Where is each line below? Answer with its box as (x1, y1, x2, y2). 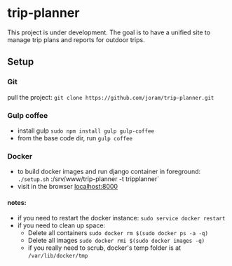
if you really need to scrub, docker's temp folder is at (27, 244, 181, 252)
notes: (7, 198, 27, 206)
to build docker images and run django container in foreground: (17, 167, 201, 176)
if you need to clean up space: (17, 221, 106, 230)
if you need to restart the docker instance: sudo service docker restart (17, 214, 226, 222)
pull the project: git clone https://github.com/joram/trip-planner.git (7, 93, 214, 101)
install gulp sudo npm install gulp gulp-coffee (17, 126, 155, 135)
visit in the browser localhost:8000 (17, 182, 118, 191)
